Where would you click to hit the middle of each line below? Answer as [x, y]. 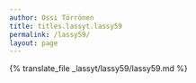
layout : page [34, 43]
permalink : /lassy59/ [50, 34]
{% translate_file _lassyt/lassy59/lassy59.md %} [98, 69]
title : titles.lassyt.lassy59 [66, 26]
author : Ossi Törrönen [52, 18]
